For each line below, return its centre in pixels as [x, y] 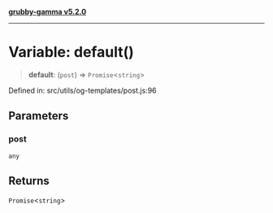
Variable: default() [71, 52]
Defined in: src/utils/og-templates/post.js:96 [82, 90]
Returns [29, 181]
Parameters [39, 116]
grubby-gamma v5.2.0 [48, 12]
